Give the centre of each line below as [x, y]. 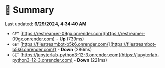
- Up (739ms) [70, 39]
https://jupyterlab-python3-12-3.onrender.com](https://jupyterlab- [91, 55]
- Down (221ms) [90, 60]
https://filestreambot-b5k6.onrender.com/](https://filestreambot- [89, 44]
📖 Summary [30, 10]
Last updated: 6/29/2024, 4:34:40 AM [46, 24]
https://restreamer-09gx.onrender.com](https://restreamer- [84, 33]
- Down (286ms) [74, 49]
